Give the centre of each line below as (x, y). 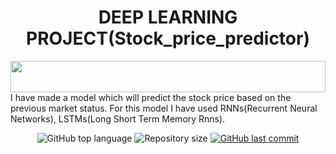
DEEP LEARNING (168, 17)
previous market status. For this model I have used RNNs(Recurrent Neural (164, 108)
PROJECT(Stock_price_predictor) (168, 38)
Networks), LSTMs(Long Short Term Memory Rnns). (118, 118)
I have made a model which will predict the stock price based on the (151, 97)
